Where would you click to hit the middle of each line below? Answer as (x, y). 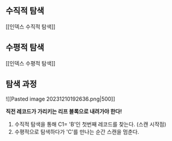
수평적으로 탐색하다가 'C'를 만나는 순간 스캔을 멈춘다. (77, 132)
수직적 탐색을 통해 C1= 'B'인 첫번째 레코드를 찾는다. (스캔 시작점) (90, 124)
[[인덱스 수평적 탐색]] (30, 63)
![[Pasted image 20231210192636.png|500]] (60, 99)
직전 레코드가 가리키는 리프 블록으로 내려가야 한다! (64, 111)
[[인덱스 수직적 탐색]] (30, 27)
